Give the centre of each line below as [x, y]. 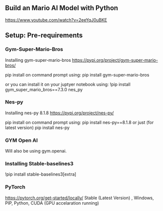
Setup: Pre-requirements [44, 36]
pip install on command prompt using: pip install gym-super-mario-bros [77, 75]
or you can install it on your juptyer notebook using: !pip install [68, 84]
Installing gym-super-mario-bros [38, 60]
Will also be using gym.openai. [36, 151]
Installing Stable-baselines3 [39, 164]
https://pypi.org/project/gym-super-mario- [115, 60]
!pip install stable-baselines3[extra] [41, 174]
